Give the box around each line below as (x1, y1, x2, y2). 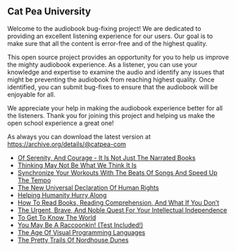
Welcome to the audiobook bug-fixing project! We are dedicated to (7, 24, 201, 32)
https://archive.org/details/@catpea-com (7, 140, 127, 148)
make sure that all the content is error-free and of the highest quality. (7, 39, 208, 48)
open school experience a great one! (7, 119, 114, 127)
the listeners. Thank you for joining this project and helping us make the (7, 111, 216, 120)
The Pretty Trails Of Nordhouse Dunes (17, 236, 129, 244)
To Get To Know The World (17, 213, 97, 221)
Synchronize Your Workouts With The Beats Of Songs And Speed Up (17, 168, 218, 176)
